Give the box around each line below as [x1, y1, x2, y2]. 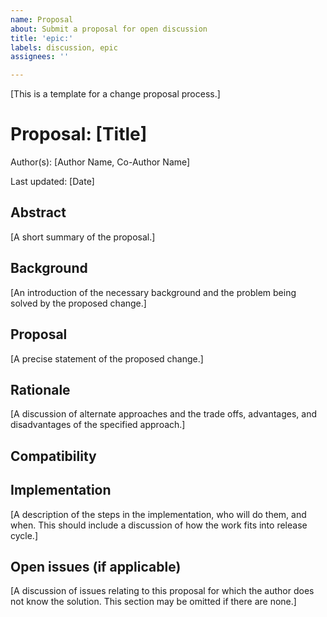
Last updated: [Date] [10, 176, 95, 188]
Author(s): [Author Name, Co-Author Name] [10, 156, 191, 168]
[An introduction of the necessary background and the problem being [10, 286, 297, 298]
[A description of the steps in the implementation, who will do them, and [10, 508, 307, 520]
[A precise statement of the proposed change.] [10, 352, 204, 365]
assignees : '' [10, 52, 70, 62]
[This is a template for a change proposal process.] [10, 88, 221, 100]
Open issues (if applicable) [10, 558, 182, 575]
